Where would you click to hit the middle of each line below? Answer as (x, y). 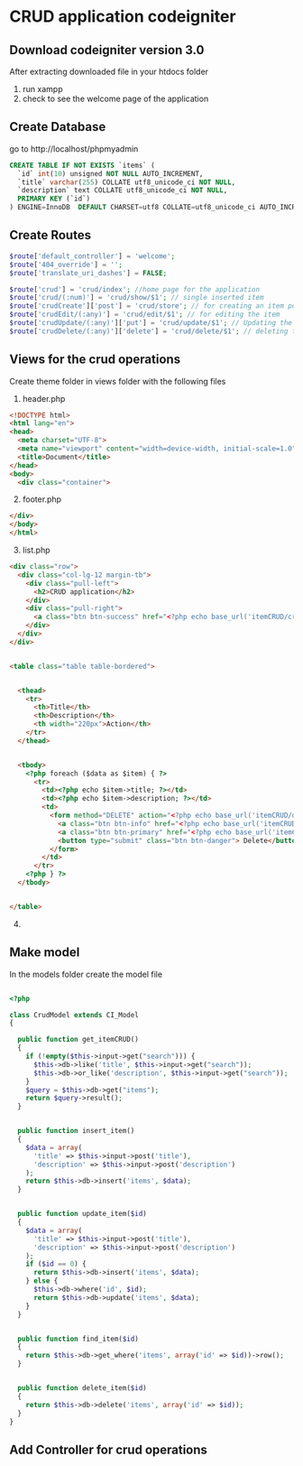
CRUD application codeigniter (123, 17)
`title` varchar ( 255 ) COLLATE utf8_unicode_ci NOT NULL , (127, 182)
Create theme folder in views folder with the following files (118, 381)
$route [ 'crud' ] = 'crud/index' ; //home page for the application (134, 289)
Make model (45, 953)
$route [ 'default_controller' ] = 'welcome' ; (92, 256)
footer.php (41, 499)
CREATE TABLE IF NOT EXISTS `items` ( (82, 165)
